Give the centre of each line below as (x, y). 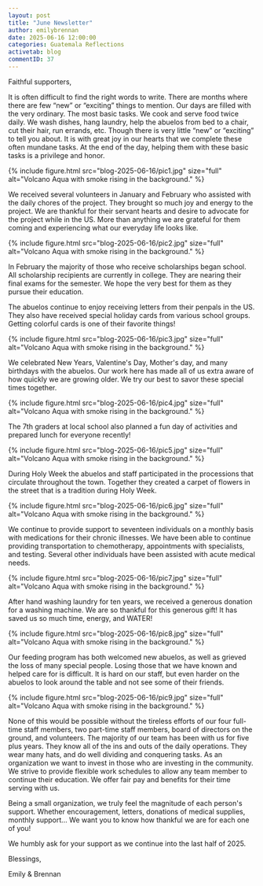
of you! (20, 828)
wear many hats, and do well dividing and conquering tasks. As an (115, 754)
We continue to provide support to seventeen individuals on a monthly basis (131, 529)
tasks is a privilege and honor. (57, 155)
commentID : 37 (31, 60)
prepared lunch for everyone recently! (69, 434)
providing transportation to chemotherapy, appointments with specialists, (126, 546)
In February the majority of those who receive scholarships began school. (128, 266)
